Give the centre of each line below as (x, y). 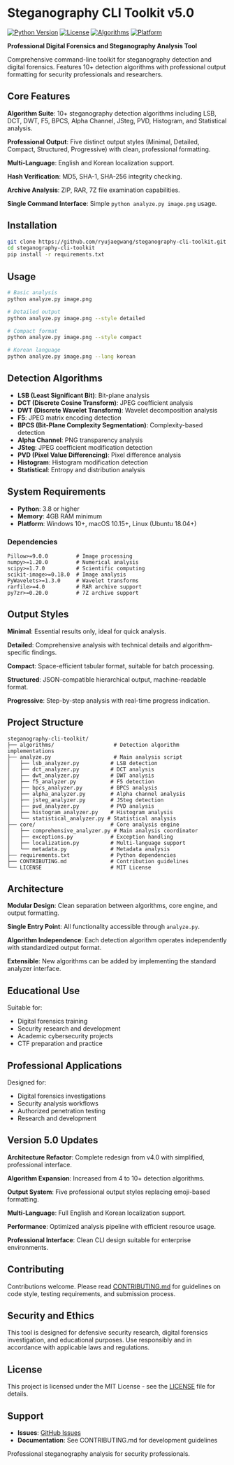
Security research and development (69, 1029)
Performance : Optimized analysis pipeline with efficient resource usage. (112, 1226)
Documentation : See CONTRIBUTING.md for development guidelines (117, 1440)
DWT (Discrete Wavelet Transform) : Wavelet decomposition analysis (117, 410)
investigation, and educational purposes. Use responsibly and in (100, 1340)
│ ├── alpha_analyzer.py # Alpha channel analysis (97, 794)
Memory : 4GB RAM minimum (60, 516)
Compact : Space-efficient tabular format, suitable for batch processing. (111, 666)
